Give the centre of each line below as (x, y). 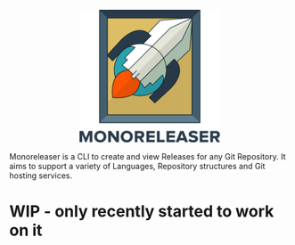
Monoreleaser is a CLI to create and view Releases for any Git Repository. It (147, 157)
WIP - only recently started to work (142, 212)
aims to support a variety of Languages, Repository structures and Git (137, 167)
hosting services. (41, 176)
